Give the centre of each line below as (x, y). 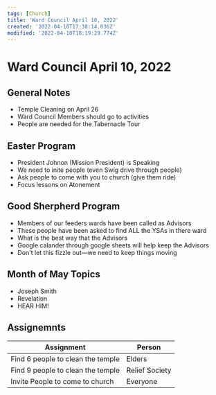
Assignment (65, 347)
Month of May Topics (54, 274)
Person (149, 347)
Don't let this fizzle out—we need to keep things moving (97, 252)
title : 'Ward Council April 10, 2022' (63, 20)
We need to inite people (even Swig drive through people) (99, 170)
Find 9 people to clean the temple (65, 370)
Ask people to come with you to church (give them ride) (97, 177)
